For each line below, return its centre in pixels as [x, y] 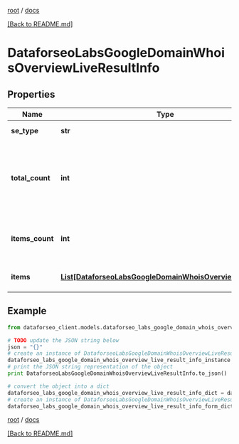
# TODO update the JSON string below [63, 340]
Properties [31, 94]
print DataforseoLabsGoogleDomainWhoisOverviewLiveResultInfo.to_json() [117, 373]
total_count [31, 178]
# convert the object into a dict [59, 386]
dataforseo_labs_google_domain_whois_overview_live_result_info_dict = [116, 393]
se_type [25, 131]
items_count [32, 238]
